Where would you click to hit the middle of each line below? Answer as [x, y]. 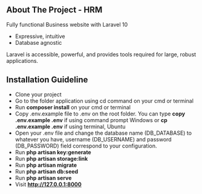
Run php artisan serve [43, 178]
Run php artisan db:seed [47, 171]
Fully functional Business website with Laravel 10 [67, 24]
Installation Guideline [47, 80]
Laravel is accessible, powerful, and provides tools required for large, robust [101, 54]
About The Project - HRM [54, 10]
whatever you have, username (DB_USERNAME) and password [93, 139]
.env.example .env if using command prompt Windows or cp [91, 120]
